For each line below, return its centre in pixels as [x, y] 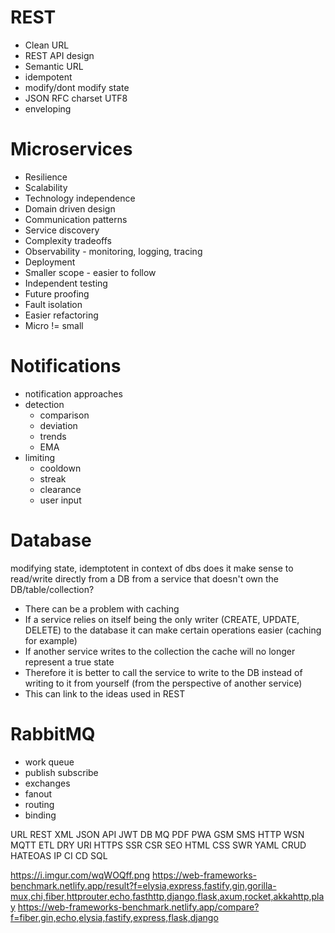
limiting [40, 457]
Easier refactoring [61, 315]
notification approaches [73, 393]
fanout [38, 793]
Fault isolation [53, 304]
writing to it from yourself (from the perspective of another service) [163, 683]
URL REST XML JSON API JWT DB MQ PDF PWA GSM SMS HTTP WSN [157, 834]
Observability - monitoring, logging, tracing [113, 251]
